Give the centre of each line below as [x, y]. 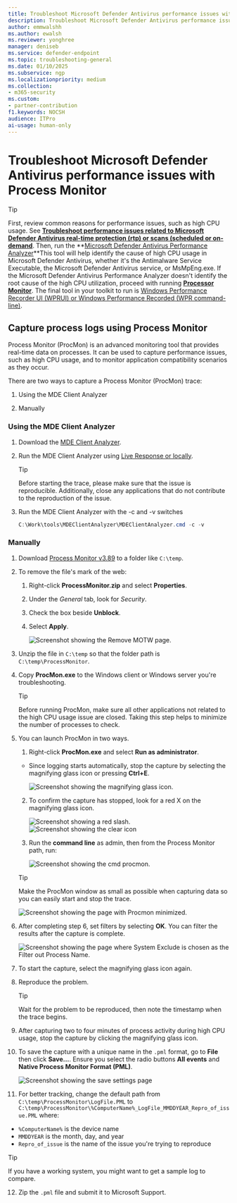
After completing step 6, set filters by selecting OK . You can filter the [118, 926]
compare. [22, 1178]
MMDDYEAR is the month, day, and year [71, 1136]
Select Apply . [49, 626]
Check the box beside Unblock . [75, 612]
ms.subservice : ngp [37, 73]
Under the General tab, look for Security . [88, 599]
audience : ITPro [32, 118]
